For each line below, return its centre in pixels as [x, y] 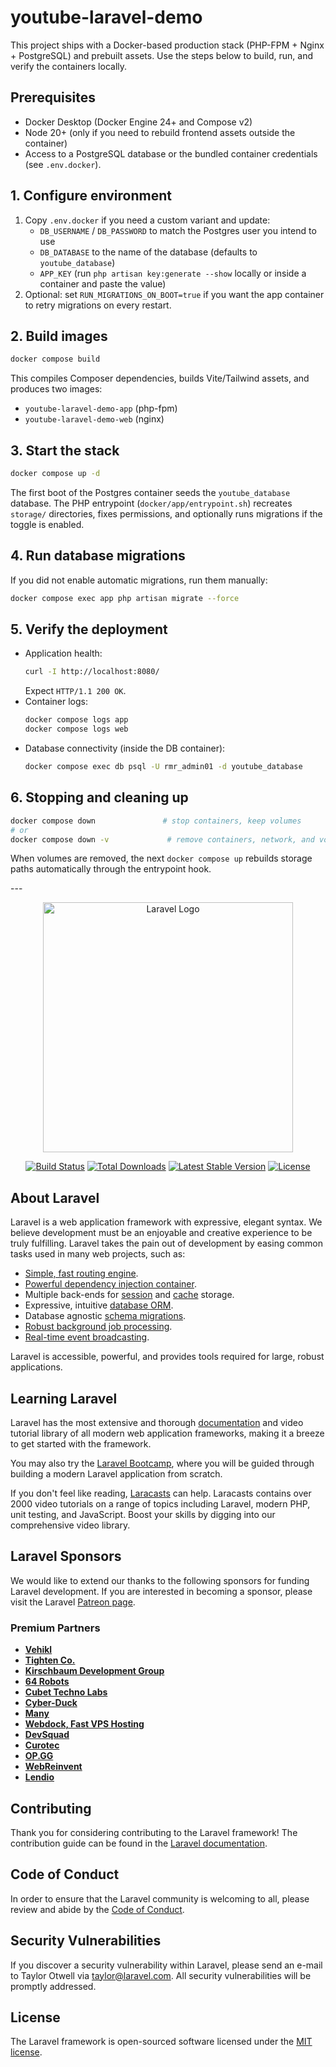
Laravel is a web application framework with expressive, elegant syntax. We [166, 1222]
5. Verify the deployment [89, 629]
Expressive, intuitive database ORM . [99, 1305]
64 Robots [47, 1682]
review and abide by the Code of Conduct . [97, 1909]
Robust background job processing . [98, 1327]
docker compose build [55, 359]
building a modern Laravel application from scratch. [116, 1474]
